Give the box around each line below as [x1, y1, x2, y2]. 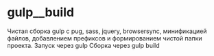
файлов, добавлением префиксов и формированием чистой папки [7, 34, 202, 42]
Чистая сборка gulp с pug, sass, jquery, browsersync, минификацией [7, 27, 207, 35]
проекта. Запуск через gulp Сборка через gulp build [7, 41, 160, 49]
